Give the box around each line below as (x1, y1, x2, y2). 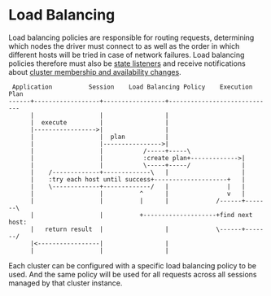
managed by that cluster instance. (8, 278, 123, 288)
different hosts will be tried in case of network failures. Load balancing (8, 50, 245, 59)
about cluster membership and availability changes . (8, 67, 181, 76)
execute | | (41, 118, 169, 127)
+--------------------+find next (139, 211, 253, 219)
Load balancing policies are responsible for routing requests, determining (8, 33, 255, 42)
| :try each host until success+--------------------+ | (29, 175, 246, 184)
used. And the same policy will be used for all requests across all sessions (8, 269, 257, 279)
